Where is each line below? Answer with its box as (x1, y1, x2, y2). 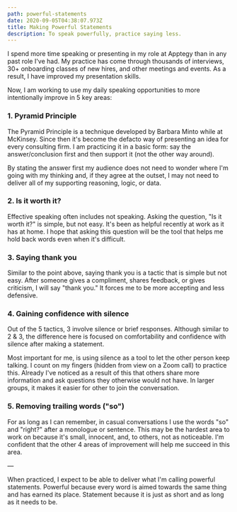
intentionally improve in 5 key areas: (7, 93, 112, 102)
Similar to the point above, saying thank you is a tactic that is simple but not (7, 268, 228, 277)
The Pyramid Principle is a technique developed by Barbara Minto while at (7, 127, 223, 135)
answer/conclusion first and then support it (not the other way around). (7, 149, 214, 158)
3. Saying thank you (7, 252, 77, 262)
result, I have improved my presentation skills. (7, 72, 141, 81)
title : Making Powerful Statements (7, 23, 112, 30)
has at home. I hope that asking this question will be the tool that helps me (7, 227, 224, 236)
